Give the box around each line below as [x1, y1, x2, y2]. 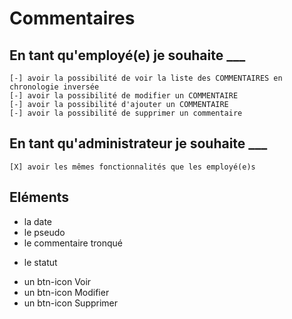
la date [23, 215, 53, 227]
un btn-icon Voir [23, 275, 92, 287]
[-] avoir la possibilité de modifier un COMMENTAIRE [9, 91, 239, 101]
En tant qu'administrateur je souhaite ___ [9, 135, 268, 152]
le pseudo [23, 226, 66, 238]
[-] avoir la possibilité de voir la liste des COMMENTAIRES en [9, 73, 283, 83]
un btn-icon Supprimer [23, 297, 119, 309]
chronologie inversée [9, 82, 100, 92]
